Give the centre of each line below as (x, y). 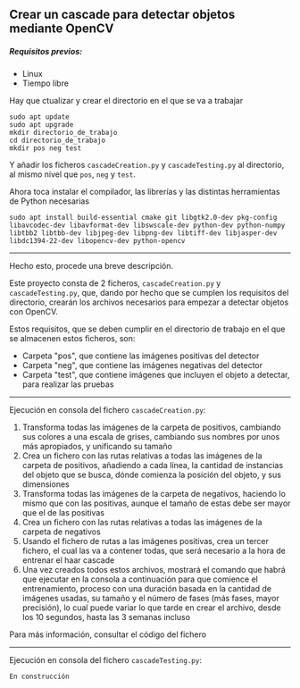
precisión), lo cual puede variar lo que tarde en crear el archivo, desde (151, 608)
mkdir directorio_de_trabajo (63, 133)
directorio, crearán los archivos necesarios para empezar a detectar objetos (149, 302)
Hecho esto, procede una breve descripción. (92, 266)
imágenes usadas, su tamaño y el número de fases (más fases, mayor (150, 599)
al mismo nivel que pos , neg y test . (72, 174)
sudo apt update (39, 117)
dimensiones (46, 484)
